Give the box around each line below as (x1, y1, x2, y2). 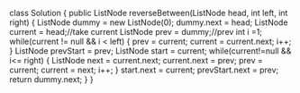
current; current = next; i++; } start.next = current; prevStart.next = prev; (9, 64, 279, 75)
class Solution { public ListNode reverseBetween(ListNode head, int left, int (9, 8, 288, 18)
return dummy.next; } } (9, 74, 94, 84)
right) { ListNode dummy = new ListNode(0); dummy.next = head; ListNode (9, 17, 288, 28)
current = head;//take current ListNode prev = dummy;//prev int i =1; (9, 27, 263, 37)
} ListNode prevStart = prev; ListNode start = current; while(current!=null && (9, 46, 292, 56)
